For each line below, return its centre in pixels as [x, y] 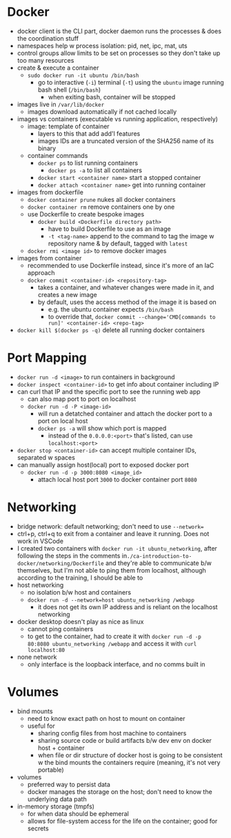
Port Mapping [47, 358]
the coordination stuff [48, 38]
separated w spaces [46, 457]
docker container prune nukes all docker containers [101, 199]
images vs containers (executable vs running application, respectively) [118, 119]
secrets [38, 828]
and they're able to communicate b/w [159, 563]
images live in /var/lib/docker [61, 104]
